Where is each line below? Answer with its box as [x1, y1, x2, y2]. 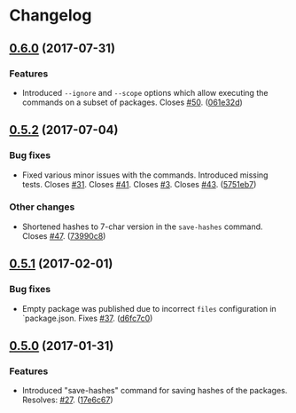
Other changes [9, 201, 75, 213]
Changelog [9, 5, 92, 26]
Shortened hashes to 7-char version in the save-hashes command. [21, 221, 263, 232]
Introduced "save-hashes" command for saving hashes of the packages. [21, 385, 288, 396]
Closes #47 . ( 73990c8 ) [21, 230, 106, 241]
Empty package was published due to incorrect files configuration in [21, 303, 277, 314]
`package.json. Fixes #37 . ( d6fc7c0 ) [21, 313, 153, 323]
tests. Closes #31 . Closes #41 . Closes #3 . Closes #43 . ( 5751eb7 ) [21, 179, 257, 189]
